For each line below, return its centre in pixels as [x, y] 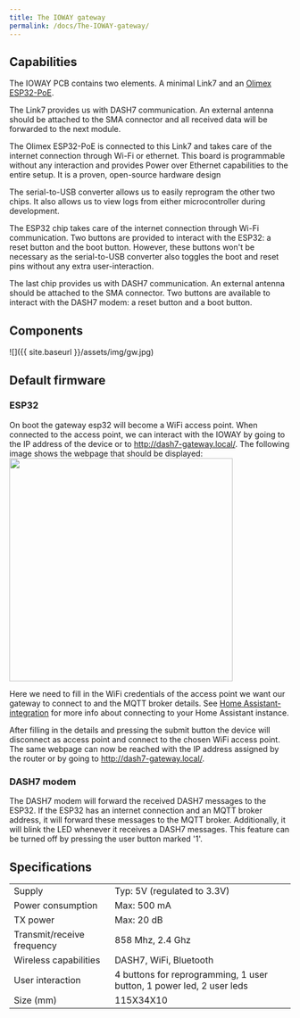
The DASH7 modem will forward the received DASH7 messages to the [137, 801]
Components [46, 331]
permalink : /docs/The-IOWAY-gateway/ [79, 26]
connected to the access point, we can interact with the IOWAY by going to [147, 435]
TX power [34, 920]
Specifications [50, 867]
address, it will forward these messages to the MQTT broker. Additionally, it [147, 820]
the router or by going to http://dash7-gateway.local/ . [107, 758]
